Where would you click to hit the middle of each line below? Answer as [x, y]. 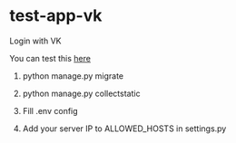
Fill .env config [50, 110]
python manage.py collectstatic [81, 93]
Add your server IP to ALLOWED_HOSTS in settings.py [124, 129]
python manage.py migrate [73, 76]
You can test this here [50, 58]
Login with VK [35, 41]
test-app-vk [56, 16]
